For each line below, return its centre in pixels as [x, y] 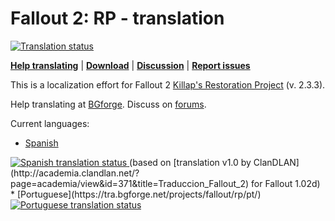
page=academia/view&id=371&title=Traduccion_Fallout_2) [130, 183]
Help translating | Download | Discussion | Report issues [130, 65]
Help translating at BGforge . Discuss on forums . [108, 104]
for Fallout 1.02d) [286, 183]
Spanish [41, 143]
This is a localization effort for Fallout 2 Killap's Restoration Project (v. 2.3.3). [168, 84]
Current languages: [50, 123]
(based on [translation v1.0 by [190, 162]
